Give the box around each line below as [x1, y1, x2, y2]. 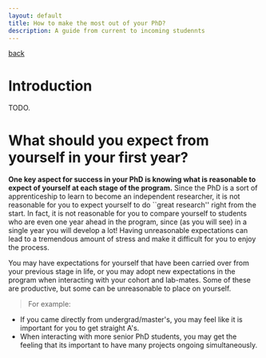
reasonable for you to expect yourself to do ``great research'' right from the [8, 200, 257, 210]
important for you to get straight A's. [19, 324, 140, 333]
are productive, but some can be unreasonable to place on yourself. [8, 284, 232, 293]
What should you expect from [8, 131, 209, 149]
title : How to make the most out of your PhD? [8, 19, 166, 27]
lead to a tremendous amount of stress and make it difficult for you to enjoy [8, 234, 256, 244]
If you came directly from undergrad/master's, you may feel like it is [19, 315, 243, 324]
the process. [8, 243, 50, 252]
